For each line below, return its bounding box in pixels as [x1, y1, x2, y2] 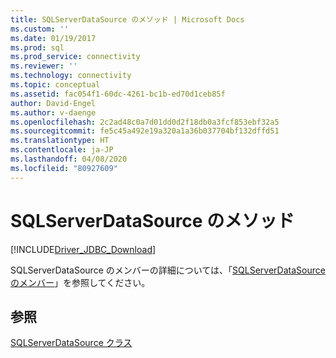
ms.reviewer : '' [10, 61, 78, 71]
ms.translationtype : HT [10, 136, 110, 146]
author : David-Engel [10, 98, 97, 108]
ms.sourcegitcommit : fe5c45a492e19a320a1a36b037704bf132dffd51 [10, 126, 280, 136]
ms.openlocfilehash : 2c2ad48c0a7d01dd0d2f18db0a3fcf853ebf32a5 [10, 117, 280, 127]
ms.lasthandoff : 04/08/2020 [10, 154, 128, 164]
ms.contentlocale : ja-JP [10, 145, 114, 155]
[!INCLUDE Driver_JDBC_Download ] [10, 243, 157, 255]
